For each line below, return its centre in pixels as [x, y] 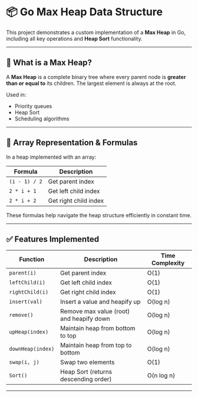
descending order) [86, 379]
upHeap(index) [29, 332]
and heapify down [85, 319]
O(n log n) [161, 376]
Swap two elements [87, 362]
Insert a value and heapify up [100, 302]
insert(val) [26, 302]
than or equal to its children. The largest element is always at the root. [91, 83]
